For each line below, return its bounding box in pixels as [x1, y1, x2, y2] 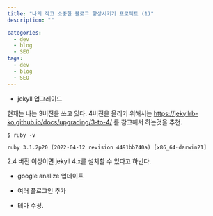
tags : [7, 55, 23, 63]
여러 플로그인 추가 [17, 186, 66, 194]
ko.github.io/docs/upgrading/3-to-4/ [7, 117, 113, 126]
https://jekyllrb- [153, 109, 198, 117]
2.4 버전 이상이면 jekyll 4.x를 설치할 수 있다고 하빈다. [7, 157, 152, 165]
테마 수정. [17, 201, 44, 209]
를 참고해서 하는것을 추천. [113, 117, 183, 126]
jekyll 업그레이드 [17, 94, 63, 103]
